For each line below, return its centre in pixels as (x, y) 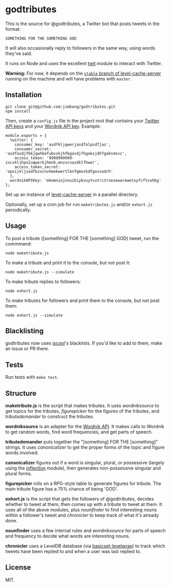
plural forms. (19, 473)
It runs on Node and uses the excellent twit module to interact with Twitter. (84, 63)
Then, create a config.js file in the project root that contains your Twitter (82, 120)
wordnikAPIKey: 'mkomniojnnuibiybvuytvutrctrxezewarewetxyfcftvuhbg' (85, 180)
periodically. (18, 210)
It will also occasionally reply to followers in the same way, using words (80, 48)
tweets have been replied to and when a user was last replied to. (73, 551)
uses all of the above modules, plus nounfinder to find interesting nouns (81, 510)
